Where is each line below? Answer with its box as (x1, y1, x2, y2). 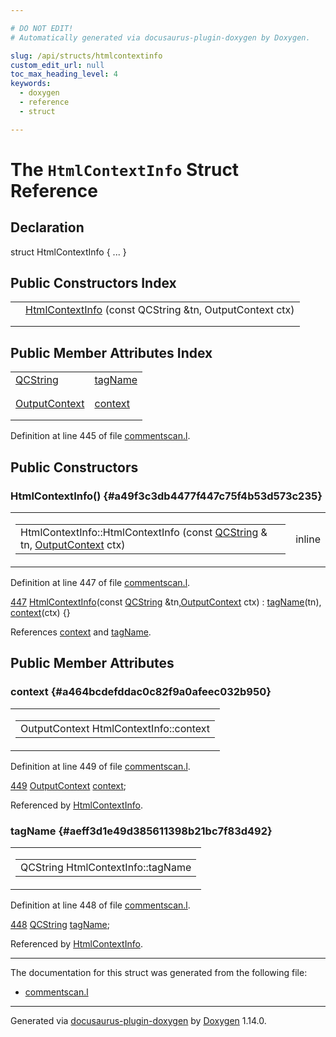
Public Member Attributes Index (10, 344, 213, 361)
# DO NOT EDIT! (10, 23, 74, 33)
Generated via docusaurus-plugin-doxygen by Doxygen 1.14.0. (10, 1014, 267, 1026)
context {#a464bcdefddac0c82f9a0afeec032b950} (10, 685, 272, 699)
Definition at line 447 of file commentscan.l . (10, 576, 191, 588)
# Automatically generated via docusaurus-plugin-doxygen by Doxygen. (10, 32, 311, 43)
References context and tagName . (10, 626, 152, 638)
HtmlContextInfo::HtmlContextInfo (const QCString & (20, 525, 268, 539)
